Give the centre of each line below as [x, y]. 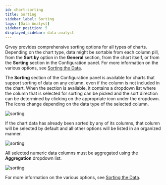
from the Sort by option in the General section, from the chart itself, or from [82, 57]
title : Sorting [21, 14]
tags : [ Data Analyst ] [28, 24]
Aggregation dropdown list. [33, 158]
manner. [14, 134]
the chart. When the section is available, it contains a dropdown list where [81, 88]
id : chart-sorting [24, 10]
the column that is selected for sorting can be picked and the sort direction [82, 93]
